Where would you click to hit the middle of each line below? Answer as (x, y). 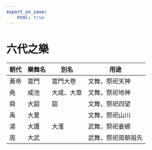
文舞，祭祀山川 (110, 115)
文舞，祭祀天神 (110, 81)
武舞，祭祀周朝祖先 (116, 138)
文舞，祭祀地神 (110, 93)
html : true (31, 17)
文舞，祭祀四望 (110, 104)
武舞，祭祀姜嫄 (110, 127)
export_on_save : (27, 12)
